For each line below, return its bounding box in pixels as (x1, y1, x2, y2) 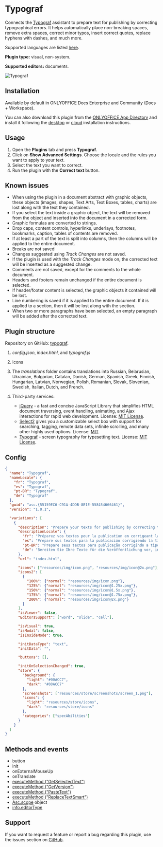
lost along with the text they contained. (12, 204, 90, 210)
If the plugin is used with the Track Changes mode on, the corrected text (12, 257, 158, 262)
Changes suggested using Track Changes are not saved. (12, 251, 126, 257)
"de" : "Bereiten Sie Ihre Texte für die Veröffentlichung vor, (22, 547, 153, 552)
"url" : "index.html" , (17, 556, 62, 561)
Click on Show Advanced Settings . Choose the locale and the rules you (12, 152, 156, 158)
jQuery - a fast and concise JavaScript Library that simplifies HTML (19, 403, 154, 409)
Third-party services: (12, 393, 55, 400)
